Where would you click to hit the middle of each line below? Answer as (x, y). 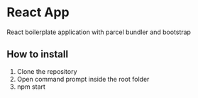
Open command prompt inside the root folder (83, 79)
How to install (38, 54)
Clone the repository (47, 71)
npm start (31, 87)
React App (38, 12)
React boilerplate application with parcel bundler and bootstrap (99, 32)
